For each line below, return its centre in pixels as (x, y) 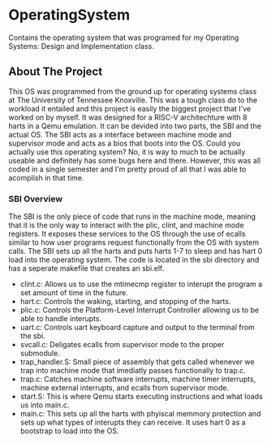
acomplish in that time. (46, 177)
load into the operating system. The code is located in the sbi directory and (134, 260)
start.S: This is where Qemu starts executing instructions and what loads (142, 397)
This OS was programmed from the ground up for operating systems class (133, 91)
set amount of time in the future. (74, 293)
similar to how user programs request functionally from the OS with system (134, 242)
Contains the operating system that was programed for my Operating (124, 37)
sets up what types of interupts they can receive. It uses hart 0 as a (133, 422)
